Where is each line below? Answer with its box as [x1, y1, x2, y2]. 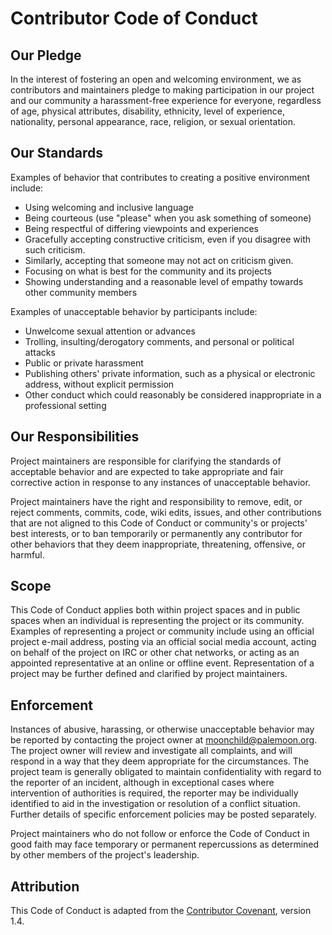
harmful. [10, 548, 45, 561]
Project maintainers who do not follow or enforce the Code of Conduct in [10, 828, 310, 840]
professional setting [24, 399, 107, 411]
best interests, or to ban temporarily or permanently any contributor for [10, 527, 303, 539]
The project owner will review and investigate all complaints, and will [10, 745, 293, 757]
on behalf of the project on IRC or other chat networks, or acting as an [10, 647, 300, 659]
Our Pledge [10, 47, 82, 64]
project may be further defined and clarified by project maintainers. [10, 668, 288, 680]
